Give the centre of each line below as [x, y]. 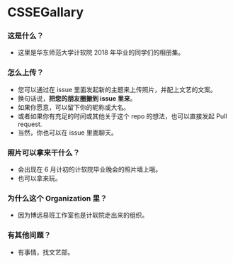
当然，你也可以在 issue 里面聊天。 [68, 133]
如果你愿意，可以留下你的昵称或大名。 [73, 107]
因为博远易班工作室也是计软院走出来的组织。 [83, 215]
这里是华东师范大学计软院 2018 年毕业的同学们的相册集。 [101, 52]
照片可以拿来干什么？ [44, 152]
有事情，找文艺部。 [46, 252]
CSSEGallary [45, 12]
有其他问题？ [29, 235]
